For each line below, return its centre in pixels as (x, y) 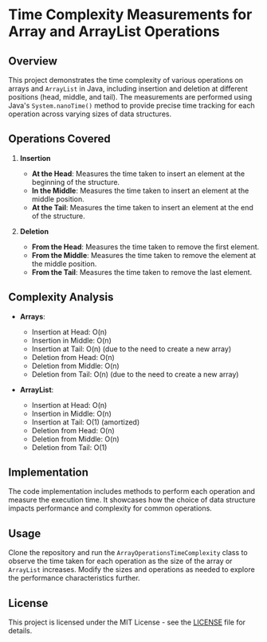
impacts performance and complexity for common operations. (110, 508)
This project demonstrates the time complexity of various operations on (126, 80)
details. (20, 631)
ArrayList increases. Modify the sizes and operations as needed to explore (132, 570)
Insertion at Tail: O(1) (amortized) (86, 422)
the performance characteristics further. (75, 578)
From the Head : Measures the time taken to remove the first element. (145, 247)
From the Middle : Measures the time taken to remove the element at (144, 255)
